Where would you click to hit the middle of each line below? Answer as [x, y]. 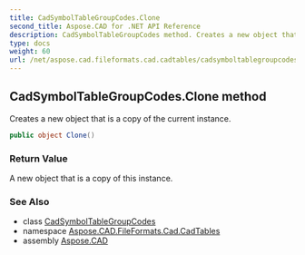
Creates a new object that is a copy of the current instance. [120, 118]
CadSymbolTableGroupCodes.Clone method [138, 97]
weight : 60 [30, 52]
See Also [30, 201]
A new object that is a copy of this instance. [91, 178]
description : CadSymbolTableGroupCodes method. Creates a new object [144, 34]
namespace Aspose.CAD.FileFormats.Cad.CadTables [121, 231]
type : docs [30, 43]
